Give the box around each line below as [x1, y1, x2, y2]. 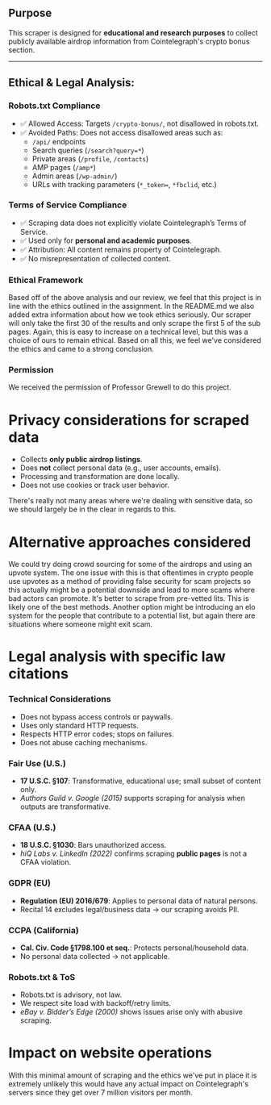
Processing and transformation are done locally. [19, 472, 180, 482]
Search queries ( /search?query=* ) [31, 145, 144, 155]
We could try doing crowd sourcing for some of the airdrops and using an [8, 560, 252, 569]
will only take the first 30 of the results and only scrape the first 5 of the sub [8, 319, 261, 328]
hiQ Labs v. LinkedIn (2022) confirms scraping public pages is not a [19, 849, 248, 858]
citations [8, 665, 69, 683]
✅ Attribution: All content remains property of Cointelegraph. [19, 244, 222, 254]
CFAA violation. [19, 857, 72, 867]
